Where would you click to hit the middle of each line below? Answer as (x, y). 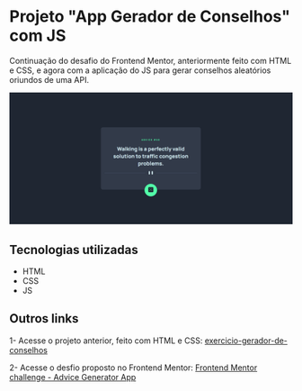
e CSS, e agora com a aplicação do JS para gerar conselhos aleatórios (140, 70)
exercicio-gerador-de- (246, 341)
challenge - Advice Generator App (73, 377)
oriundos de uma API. (49, 79)
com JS (38, 36)
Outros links (44, 318)
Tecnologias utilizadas (74, 250)
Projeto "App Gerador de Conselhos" (150, 17)
